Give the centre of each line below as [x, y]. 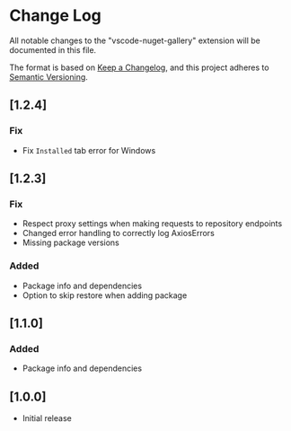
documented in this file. [53, 49]
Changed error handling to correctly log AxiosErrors [119, 233]
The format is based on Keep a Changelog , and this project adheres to [139, 67]
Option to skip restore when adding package [105, 295]
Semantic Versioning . [48, 76]
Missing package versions [71, 242]
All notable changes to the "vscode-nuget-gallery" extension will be [135, 40]
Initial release [47, 418]
